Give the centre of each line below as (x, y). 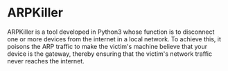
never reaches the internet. (46, 61)
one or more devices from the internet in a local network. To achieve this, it (114, 39)
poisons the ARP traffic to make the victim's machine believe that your (107, 46)
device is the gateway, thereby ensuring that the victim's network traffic (110, 54)
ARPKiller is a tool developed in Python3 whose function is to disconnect (111, 32)
